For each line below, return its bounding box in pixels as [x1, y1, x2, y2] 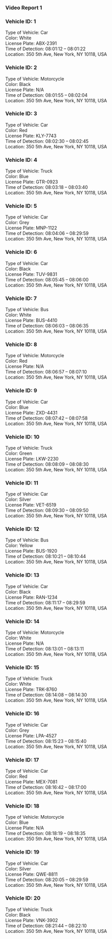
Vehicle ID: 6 [5, 249, 37, 256]
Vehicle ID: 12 [5, 526, 40, 533]
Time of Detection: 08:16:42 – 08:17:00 [5, 784, 87, 790]
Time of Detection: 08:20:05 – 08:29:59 [5, 877, 89, 883]
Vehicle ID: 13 [5, 572, 40, 579]
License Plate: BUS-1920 [5, 548, 58, 554]
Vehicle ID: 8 [5, 341, 37, 348]
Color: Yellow [5, 542, 33, 549]
